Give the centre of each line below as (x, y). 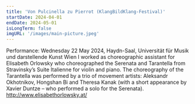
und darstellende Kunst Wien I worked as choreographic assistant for (90, 57)
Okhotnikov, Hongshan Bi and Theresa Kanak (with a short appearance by (96, 82)
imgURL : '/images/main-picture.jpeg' (53, 34)
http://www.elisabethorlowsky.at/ (47, 95)
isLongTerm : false (29, 28)
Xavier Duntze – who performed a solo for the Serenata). (75, 89)
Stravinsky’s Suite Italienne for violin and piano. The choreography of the (95, 70)
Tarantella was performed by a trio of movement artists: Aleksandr (87, 76)
